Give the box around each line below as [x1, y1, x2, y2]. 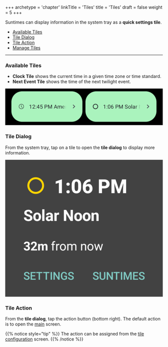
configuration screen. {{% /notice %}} [5, 336, 83, 342]
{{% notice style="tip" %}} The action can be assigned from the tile [5, 331, 144, 337]
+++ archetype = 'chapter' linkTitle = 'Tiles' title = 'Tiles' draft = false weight [5, 4, 162, 10]
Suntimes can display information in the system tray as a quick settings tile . [5, 19, 162, 25]
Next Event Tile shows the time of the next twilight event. [12, 78, 131, 84]
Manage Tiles [12, 45, 41, 50]
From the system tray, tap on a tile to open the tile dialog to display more [5, 144, 155, 150]
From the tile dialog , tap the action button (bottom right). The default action [5, 316, 161, 322]
